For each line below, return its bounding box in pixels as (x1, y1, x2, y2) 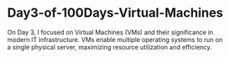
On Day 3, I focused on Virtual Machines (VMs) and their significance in (7, 28, 213, 36)
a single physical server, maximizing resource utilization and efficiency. (7, 43, 212, 51)
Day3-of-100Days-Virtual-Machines (7, 5, 224, 21)
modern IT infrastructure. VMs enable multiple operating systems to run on (7, 35, 223, 43)
